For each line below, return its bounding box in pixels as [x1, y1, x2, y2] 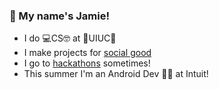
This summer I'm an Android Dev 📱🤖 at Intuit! [23, 68, 209, 80]
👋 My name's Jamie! [9, 9, 110, 23]
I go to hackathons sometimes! [23, 57, 151, 69]
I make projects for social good [23, 47, 152, 59]
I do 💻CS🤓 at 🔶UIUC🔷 [23, 32, 117, 44]
